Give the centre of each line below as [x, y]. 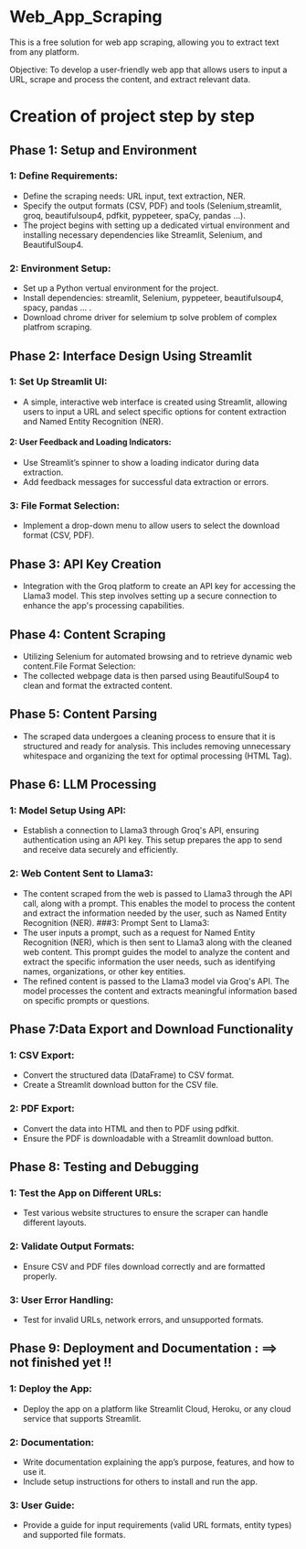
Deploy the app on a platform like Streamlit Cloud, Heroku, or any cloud [157, 1409]
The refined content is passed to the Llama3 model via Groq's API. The [156, 981]
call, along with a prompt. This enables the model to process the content [159, 903]
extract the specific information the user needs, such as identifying [149, 962]
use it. [34, 1471]
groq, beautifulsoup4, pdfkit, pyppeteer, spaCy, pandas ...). [134, 215]
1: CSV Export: [42, 1056]
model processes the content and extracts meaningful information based [160, 991]
